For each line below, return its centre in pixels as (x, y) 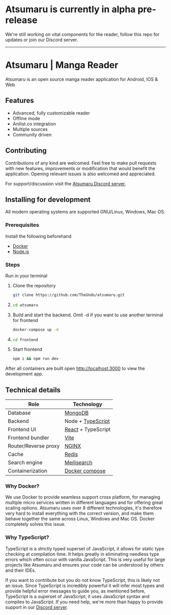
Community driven (32, 135)
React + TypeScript (88, 430)
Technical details (33, 390)
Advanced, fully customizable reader (51, 113)
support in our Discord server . (37, 607)
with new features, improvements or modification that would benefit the (80, 168)
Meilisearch (78, 463)
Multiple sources (30, 129)
